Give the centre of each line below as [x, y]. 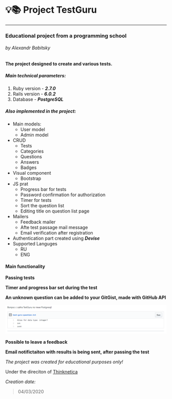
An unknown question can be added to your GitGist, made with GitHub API [86, 298]
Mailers [20, 216]
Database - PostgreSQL [38, 99]
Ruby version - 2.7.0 [34, 89]
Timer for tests [36, 200]
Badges [28, 167]
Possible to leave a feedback [36, 342]
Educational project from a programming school [66, 35]
